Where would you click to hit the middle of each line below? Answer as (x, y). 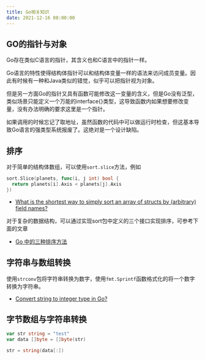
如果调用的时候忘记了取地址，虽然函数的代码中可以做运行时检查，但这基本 (100, 122)
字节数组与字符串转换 (47, 319)
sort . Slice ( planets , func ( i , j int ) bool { (63, 178)
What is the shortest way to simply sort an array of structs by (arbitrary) (106, 201)
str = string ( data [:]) (35, 351)
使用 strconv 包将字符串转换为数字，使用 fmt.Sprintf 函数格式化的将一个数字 (101, 278)
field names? (31, 208)
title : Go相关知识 (28, 12)
